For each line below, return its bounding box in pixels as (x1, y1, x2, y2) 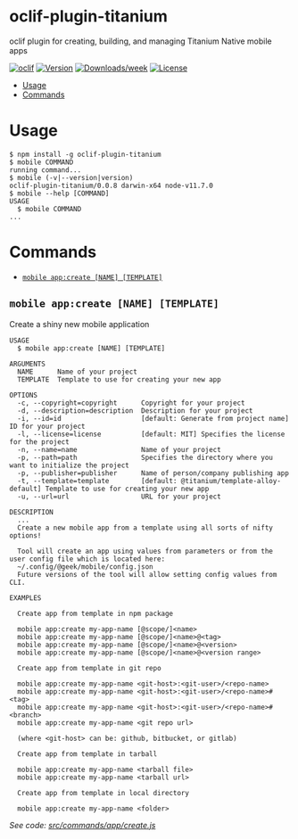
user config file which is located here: (9, 555, 166, 563)
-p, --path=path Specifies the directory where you (17, 453, 274, 462)
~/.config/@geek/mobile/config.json (17, 562, 153, 572)
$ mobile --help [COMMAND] (9, 189, 110, 198)
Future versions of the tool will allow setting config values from (17, 570, 277, 579)
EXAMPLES (9, 593, 42, 603)
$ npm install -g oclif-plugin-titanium (9, 150, 162, 159)
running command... (9, 165, 82, 175)
